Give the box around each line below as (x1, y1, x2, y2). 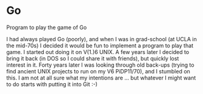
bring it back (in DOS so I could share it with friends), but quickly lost (6, 55, 179, 62)
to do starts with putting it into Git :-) (6, 80, 98, 88)
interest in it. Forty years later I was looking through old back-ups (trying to (6, 61, 194, 69)
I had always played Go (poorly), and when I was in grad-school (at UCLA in (6, 35, 197, 42)
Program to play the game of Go (6, 24, 87, 31)
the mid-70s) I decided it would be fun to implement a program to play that (6, 42, 194, 49)
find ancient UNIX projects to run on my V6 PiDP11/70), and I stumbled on (6, 67, 191, 75)
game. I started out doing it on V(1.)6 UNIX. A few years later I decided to (6, 48, 190, 55)
